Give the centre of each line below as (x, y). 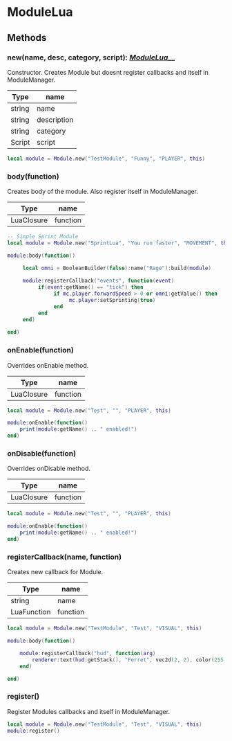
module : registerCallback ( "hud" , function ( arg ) (88, 653)
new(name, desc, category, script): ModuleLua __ (91, 57)
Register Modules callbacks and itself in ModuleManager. (89, 711)
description (55, 120)
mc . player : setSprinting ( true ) (112, 301)
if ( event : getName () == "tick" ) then (90, 287)
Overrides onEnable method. (48, 365)
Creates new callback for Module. (55, 572)
